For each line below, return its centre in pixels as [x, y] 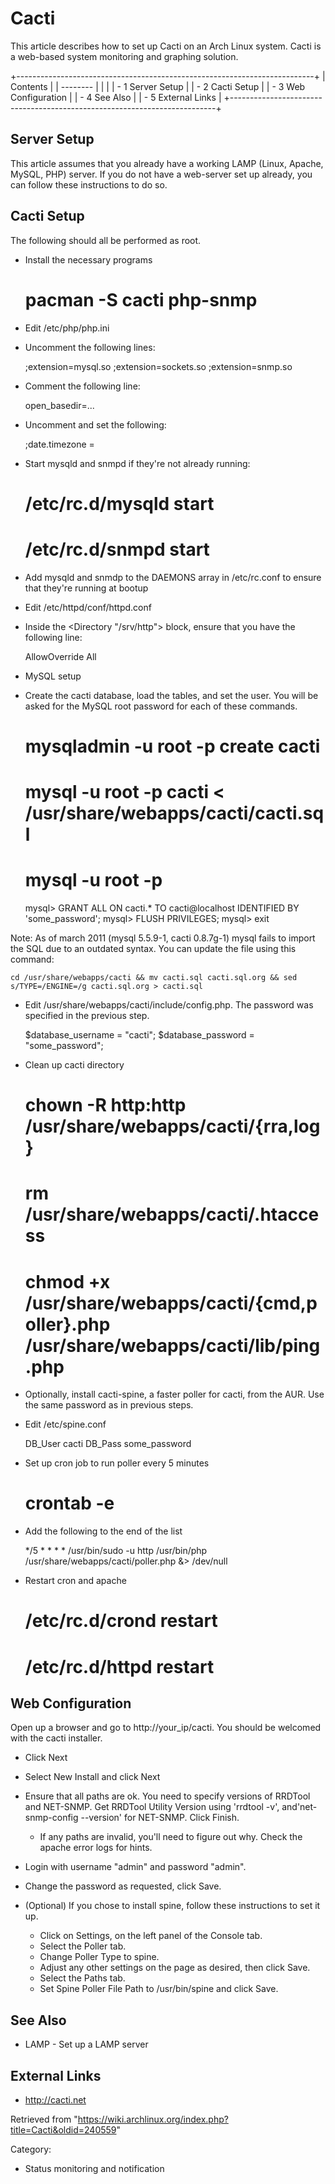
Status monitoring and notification [94, 2168]
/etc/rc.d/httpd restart [119, 1666]
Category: [31, 2149]
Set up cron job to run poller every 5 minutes [117, 1463]
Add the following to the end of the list [103, 1531]
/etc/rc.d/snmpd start [117, 549]
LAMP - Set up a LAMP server [86, 2044]
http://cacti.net [55, 2100]
